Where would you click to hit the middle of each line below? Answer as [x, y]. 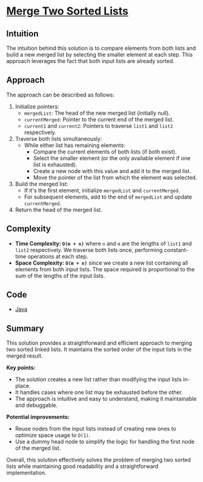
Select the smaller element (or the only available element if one [112, 158]
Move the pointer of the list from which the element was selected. [115, 177]
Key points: [21, 368]
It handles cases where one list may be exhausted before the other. [99, 392]
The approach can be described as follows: [61, 95]
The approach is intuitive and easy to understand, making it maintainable [106, 399]
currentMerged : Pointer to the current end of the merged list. [99, 119]
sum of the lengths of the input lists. [60, 276]
